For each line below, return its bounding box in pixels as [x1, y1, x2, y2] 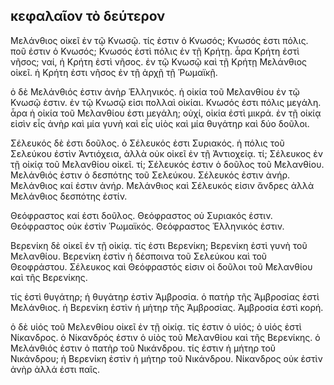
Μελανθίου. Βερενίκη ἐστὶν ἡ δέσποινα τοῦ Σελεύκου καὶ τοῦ [10, 250, 268, 262]
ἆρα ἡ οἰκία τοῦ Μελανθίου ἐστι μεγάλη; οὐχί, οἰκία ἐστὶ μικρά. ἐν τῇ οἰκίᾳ [10, 107, 322, 119]
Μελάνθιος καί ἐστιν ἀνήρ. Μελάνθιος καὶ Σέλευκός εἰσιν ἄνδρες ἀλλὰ [10, 179, 315, 191]
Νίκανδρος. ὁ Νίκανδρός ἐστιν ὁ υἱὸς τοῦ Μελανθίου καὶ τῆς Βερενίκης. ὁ [10, 331, 321, 343]
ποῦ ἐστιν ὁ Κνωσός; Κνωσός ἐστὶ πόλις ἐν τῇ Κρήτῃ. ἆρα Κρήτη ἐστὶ [10, 45, 300, 57]
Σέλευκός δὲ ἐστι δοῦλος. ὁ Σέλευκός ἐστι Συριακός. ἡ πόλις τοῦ [10, 137, 285, 149]
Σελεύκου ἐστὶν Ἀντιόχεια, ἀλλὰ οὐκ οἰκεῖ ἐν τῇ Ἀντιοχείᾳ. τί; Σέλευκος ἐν [10, 147, 323, 159]
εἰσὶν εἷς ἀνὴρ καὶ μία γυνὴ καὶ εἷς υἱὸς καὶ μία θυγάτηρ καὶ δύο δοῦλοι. [10, 117, 310, 129]
